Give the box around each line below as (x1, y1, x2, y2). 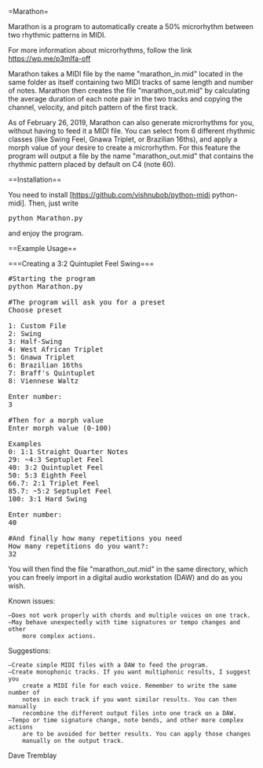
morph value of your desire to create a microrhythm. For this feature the (8, 143, 241, 152)
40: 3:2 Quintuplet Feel (8, 463, 104, 471)
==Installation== (8, 175, 62, 184)
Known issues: (8, 596, 56, 605)
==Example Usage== (8, 244, 77, 253)
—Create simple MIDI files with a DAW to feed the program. (8, 661, 210, 669)
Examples (8, 440, 42, 448)
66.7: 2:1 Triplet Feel (8, 479, 100, 487)
